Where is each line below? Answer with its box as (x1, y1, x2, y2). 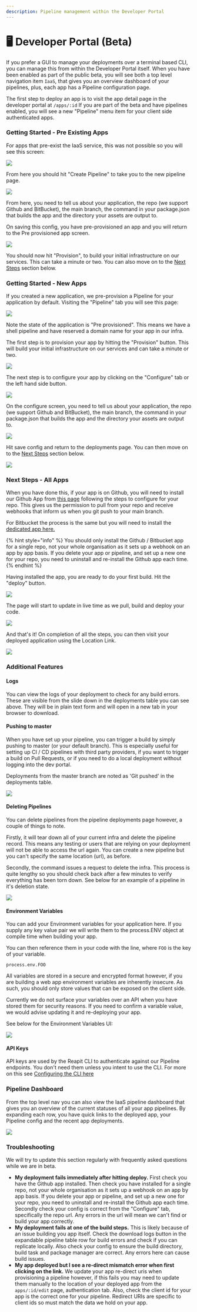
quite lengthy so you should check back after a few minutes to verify (6, 870, 172, 877)
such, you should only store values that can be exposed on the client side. (6, 985, 186, 992)
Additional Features (6, 663, 64, 671)
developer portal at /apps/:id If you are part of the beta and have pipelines (6, 101, 188, 108)
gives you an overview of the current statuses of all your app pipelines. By (6, 1105, 186, 1112)
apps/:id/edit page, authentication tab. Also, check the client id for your (14, 1286, 191, 1293)
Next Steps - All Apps (6, 476, 69, 484)
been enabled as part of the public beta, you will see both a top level (6, 71, 172, 78)
